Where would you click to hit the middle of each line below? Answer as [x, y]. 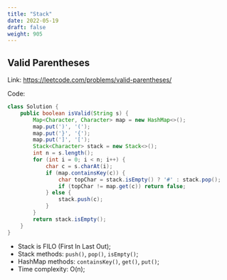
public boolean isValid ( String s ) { [75, 113]
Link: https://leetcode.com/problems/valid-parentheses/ [90, 80]
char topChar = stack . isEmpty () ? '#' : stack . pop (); [139, 180]
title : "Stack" [30, 14]
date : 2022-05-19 [33, 21]
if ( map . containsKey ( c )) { [85, 173]
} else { [58, 193]
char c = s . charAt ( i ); [79, 166]
